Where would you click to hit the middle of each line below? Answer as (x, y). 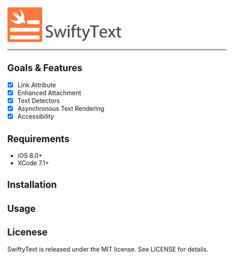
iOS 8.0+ (30, 155)
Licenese (28, 232)
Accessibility (36, 116)
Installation (32, 185)
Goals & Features (45, 68)
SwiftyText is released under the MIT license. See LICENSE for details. (108, 249)
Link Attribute (37, 85)
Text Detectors (39, 100)
